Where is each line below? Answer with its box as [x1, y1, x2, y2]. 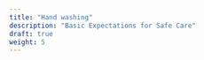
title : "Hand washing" [9, 12, 93, 22]
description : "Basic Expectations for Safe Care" [9, 21, 197, 30]
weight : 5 [9, 37, 46, 47]
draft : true [9, 29, 53, 38]
